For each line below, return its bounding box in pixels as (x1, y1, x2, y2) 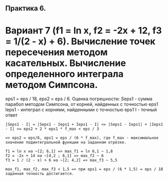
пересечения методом (5, 46, 108, 58)
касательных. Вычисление (5, 57, 126, 69)
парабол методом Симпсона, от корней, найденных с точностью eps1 (5, 101, 158, 107)
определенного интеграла (5, 68, 124, 80)
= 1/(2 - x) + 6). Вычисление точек (5, 35, 156, 47)
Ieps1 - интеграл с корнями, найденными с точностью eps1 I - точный (5, 107, 157, 113)
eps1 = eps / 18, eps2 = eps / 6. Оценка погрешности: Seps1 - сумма (5, 96, 153, 102)
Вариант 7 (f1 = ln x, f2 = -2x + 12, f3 (5, 25, 162, 36)
